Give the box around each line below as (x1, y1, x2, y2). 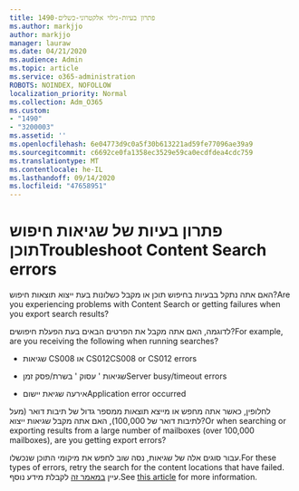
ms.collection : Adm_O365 (9, 97, 103, 107)
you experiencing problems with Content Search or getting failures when (9, 299, 281, 310)
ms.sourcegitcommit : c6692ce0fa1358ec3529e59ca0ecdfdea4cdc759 (9, 148, 254, 157)
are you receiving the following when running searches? (9, 336, 219, 347)
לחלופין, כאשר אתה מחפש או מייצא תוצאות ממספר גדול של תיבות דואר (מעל (9, 406, 271, 417)
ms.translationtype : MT (9, 156, 100, 166)
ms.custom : (9, 106, 51, 115)
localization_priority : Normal (9, 89, 128, 98)
